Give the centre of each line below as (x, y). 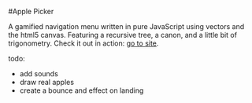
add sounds (39, 74)
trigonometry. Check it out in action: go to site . (83, 43)
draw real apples (47, 82)
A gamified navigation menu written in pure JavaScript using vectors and (126, 26)
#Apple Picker (31, 11)
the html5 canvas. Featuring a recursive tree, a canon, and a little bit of (123, 35)
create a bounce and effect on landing (82, 90)
